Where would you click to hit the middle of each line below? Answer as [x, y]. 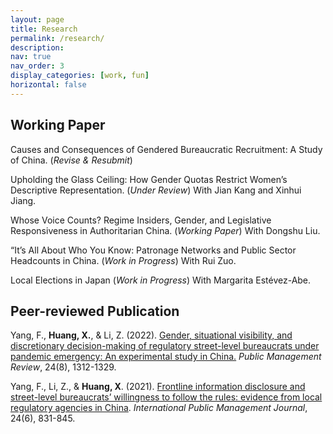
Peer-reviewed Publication [95, 311]
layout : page [37, 19]
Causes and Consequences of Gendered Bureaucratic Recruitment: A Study [166, 149]
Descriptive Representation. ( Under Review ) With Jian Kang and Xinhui [156, 190]
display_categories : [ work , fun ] [80, 76]
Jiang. [23, 200]
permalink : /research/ [57, 38]
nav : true [31, 57]
